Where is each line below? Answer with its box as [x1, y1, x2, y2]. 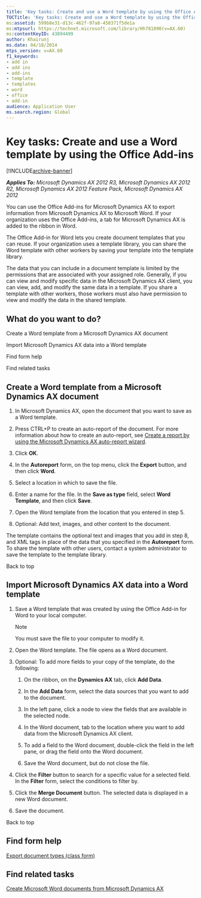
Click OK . [14, 449, 39, 456]
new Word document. [14, 795, 68, 803]
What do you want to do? [6, 314, 101, 324]
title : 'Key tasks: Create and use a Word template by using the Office [6, 8, 191, 15]
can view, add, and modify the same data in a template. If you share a [6, 284, 178, 291]
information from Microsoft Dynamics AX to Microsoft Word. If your [6, 210, 172, 217]
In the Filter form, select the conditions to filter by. [14, 777, 139, 785]
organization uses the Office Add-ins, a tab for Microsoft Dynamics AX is [6, 216, 185, 223]
